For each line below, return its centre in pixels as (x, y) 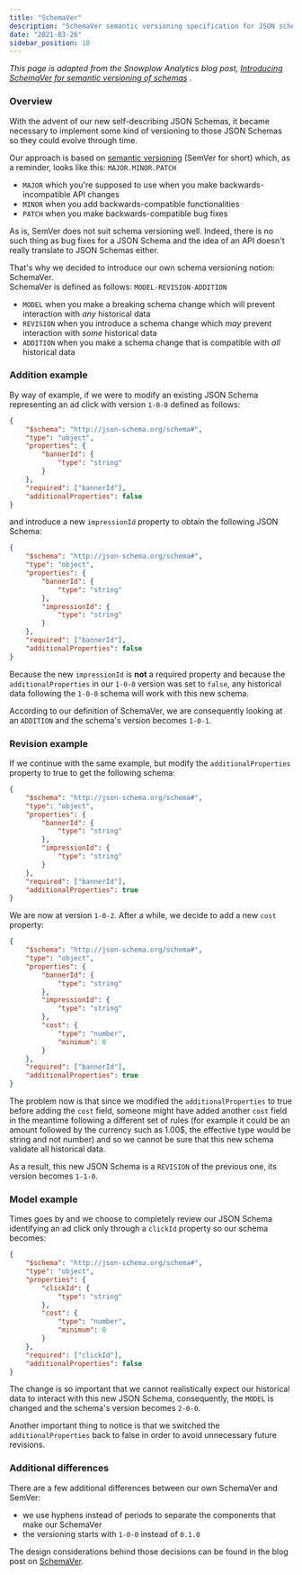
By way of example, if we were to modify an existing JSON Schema (134, 395)
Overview (31, 102)
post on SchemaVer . (46, 1561)
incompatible (46, 194)
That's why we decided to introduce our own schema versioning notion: (142, 268)
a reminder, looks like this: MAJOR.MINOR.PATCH (93, 167)
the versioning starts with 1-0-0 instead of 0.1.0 (111, 1534)
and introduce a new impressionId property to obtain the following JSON (144, 522)
